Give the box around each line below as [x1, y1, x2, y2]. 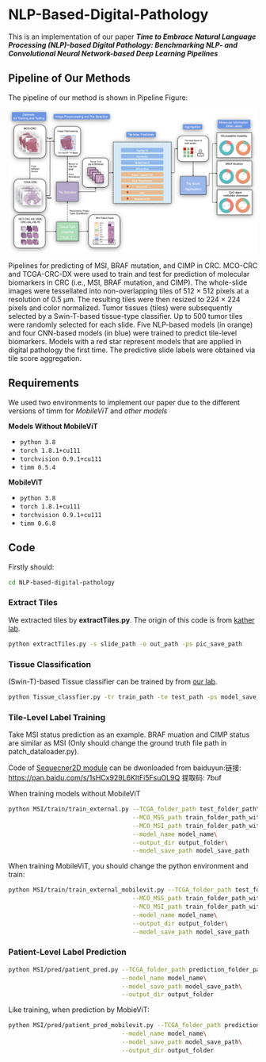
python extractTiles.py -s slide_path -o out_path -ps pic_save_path [8, 640, 243, 648]
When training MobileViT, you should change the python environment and [8, 861, 249, 871]
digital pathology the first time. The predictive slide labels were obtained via [8, 345, 256, 355]
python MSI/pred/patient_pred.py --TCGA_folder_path [8, 965, 186, 973]
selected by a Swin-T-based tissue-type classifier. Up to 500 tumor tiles [8, 311, 243, 320]
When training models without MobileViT [8, 789, 141, 799]
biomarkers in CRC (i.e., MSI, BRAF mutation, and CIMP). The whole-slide [8, 278, 248, 287]
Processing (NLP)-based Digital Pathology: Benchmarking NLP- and [8, 40, 238, 49]
